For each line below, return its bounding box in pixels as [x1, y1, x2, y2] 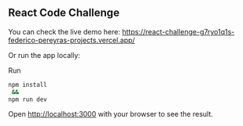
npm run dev [8, 95, 47, 103]
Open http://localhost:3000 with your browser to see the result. [8, 110, 214, 119]
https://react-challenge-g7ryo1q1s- [121, 27, 235, 36]
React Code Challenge [8, 6, 120, 20]
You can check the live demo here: [8, 27, 120, 36]
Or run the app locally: [8, 50, 81, 59]
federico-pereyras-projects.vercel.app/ [8, 35, 135, 45]
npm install [8, 81, 47, 88]
